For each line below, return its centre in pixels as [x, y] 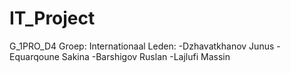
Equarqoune [34, 56]
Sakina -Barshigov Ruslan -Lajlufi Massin [146, 56]
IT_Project [52, 18]
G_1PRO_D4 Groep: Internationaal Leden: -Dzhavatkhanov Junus [142, 46]
